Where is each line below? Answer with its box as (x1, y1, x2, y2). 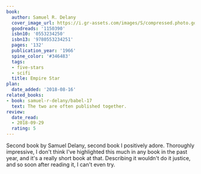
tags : (11, 59, 26, 65)
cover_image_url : (11, 20, 55, 26)
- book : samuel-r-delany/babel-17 (6, 97, 93, 103)
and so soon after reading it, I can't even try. (6, 161, 115, 168)
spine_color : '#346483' (11, 53, 71, 59)
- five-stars (11, 64, 44, 71)
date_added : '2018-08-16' (11, 87, 77, 93)
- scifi (11, 70, 31, 76)
